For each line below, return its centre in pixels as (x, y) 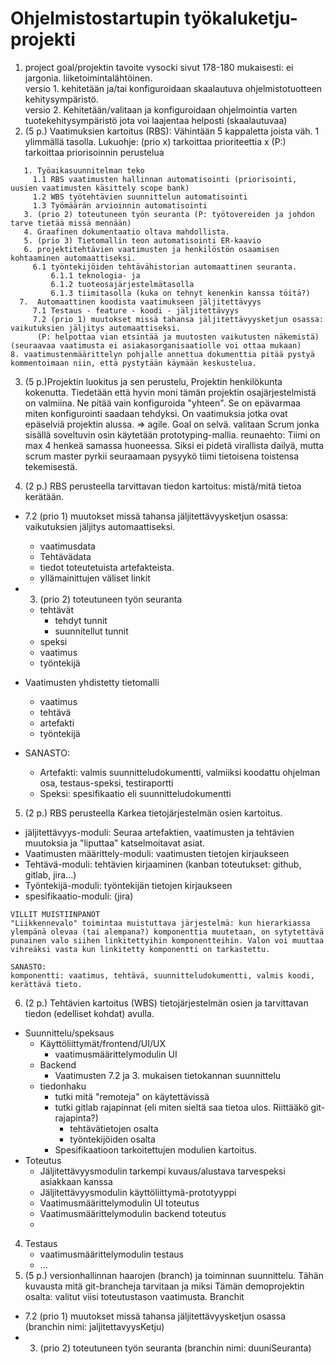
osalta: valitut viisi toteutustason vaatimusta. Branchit (134, 1296)
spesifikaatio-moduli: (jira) (79, 896)
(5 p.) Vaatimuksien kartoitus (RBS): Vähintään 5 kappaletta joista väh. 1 (172, 131)
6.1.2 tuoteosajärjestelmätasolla (122, 284)
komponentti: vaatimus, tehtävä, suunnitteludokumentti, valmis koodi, (162, 975)
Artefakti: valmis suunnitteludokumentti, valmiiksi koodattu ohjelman (180, 772)
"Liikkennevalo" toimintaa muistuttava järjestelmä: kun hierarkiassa (160, 923)
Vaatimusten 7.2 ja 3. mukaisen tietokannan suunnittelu (168, 1075)
